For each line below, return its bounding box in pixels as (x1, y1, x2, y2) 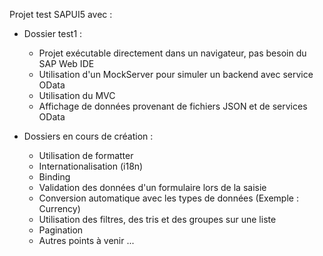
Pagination (38, 224, 84, 236)
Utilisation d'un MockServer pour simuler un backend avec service (38, 69, 314, 80)
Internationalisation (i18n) (38, 160, 144, 172)
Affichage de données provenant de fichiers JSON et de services (38, 100, 308, 112)
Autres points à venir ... (38, 235, 135, 246)
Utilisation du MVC (38, 90, 116, 101)
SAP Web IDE (38, 58, 95, 69)
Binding (38, 171, 71, 183)
